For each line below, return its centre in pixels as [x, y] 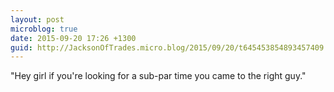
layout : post [37, 19]
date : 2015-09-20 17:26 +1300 [73, 38]
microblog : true [44, 29]
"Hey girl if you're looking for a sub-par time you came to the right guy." [158, 76]
